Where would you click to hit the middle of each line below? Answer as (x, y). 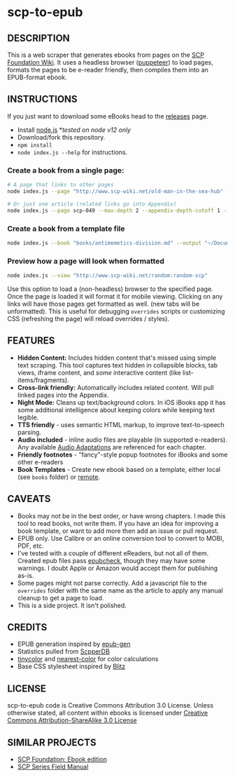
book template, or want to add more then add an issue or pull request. (118, 531)
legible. (28, 417)
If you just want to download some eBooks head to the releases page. (108, 116)
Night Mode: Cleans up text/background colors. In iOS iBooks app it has (121, 402)
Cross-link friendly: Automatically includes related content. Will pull (116, 387)
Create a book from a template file (66, 229)
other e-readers (40, 462)
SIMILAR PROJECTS (52, 742)
